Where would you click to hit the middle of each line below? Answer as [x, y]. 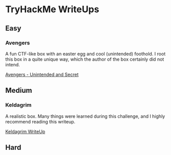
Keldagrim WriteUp [25, 132]
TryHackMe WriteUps [52, 9]
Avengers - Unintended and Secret [42, 74]
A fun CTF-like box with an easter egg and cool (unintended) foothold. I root [85, 54]
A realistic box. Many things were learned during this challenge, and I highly [85, 116]
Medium [19, 91]
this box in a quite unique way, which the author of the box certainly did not [85, 59]
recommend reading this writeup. [40, 121]
